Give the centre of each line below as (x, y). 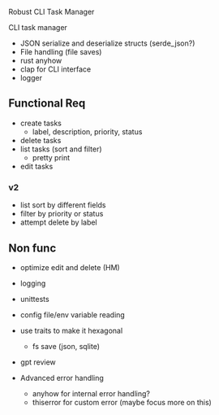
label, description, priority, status (87, 131)
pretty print (51, 157)
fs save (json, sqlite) (66, 346)
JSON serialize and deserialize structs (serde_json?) (107, 43)
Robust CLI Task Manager (52, 12)
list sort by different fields (63, 205)
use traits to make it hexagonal (71, 330)
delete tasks (41, 140)
